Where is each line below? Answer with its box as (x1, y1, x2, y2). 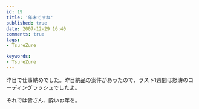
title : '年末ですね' (6, 14, 53, 20)
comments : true (6, 31, 45, 37)
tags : (6, 37, 20, 43)
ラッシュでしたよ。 (32, 84, 80, 91)
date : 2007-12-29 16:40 (6, 25, 67, 32)
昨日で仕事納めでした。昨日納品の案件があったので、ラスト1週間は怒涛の (6, 76, 189, 83)
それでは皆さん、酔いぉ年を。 (6, 96, 80, 104)
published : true (6, 20, 47, 26)
